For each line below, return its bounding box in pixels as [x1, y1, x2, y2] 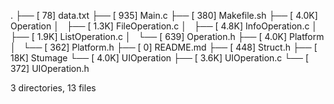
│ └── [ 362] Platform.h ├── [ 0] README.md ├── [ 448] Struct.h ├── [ [10, 41, 318, 53]
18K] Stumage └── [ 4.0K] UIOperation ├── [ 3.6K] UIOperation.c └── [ [10, 52, 310, 64]
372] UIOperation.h [10, 63, 90, 74]
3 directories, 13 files [10, 82, 97, 94]
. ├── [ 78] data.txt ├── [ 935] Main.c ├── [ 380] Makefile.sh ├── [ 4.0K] [10, 10, 318, 21]
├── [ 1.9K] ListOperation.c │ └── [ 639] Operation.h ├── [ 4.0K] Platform [10, 31, 325, 42]
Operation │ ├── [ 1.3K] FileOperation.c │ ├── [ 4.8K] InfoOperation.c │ [10, 20, 318, 32]
